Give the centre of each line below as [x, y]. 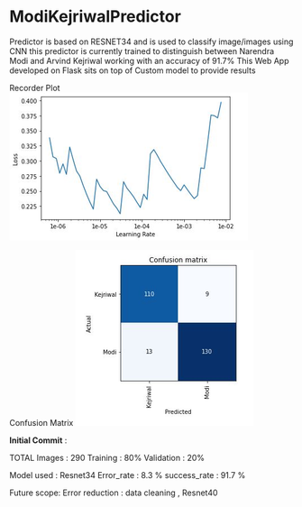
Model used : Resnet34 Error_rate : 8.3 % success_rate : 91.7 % [128, 475]
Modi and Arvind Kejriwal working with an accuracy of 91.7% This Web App [150, 60]
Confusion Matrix [41, 422]
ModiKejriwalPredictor [96, 17]
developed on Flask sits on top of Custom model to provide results [133, 70]
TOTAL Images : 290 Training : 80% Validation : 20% [107, 457]
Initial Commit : [38, 440]
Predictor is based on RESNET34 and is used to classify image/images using [151, 41]
